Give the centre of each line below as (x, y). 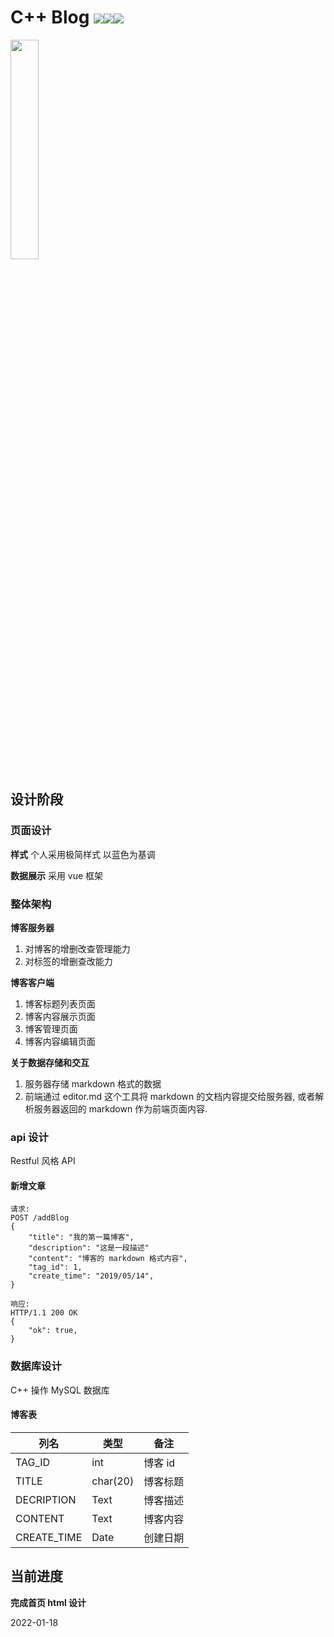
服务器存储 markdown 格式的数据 (93, 1083)
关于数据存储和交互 (50, 1062)
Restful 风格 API (43, 1161)
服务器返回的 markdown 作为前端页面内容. (120, 1108)
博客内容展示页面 (60, 1016)
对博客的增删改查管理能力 (77, 948)
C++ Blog (50, 17)
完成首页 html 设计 (48, 1602)
